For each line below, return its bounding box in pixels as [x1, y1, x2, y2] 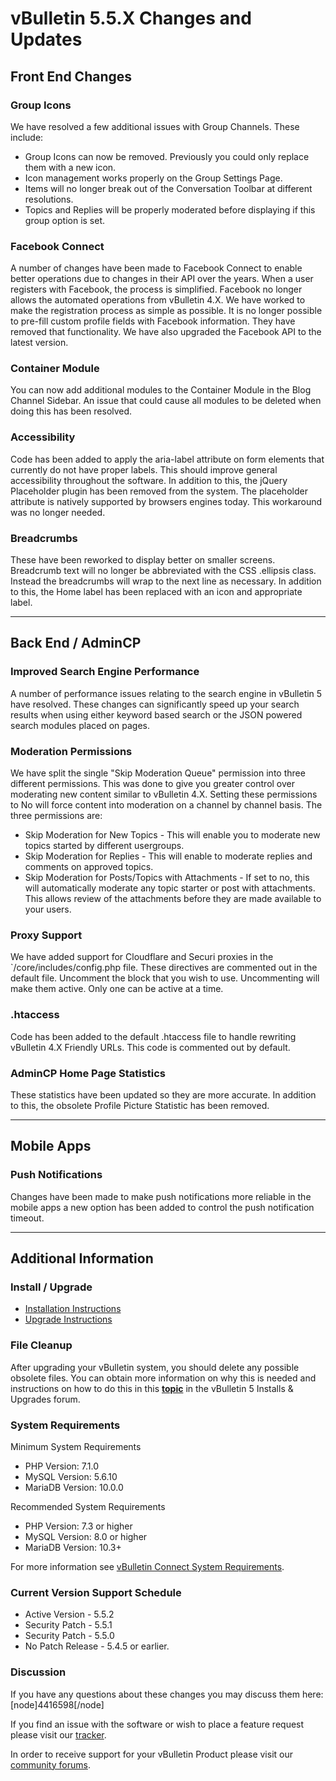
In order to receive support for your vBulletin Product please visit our [10, 1748, 293, 1760]
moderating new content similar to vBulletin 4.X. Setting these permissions [10, 788, 318, 801]
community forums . [10, 1758, 91, 1771]
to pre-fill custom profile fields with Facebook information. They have [10, 315, 296, 327]
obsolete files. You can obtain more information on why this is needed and [10, 1372, 317, 1384]
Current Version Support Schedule [10, 1585, 182, 1599]
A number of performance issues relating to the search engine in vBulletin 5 [10, 687, 323, 699]
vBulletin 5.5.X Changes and [10, 7, 252, 30]
